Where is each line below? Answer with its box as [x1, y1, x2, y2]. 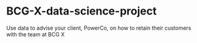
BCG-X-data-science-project [6, 4, 157, 18]
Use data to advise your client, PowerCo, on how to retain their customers [6, 24, 192, 31]
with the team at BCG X [6, 30, 65, 38]
